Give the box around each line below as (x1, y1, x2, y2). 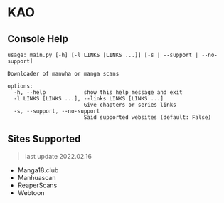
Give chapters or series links (83, 101, 176, 108)
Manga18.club (17, 165, 59, 175)
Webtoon (17, 188, 45, 197)
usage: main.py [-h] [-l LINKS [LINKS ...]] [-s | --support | (7, 51, 199, 58)
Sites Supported (7, 133, 81, 145)
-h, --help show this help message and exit (14, 89, 183, 96)
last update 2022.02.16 (24, 152, 92, 160)
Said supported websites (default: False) (83, 114, 212, 121)
